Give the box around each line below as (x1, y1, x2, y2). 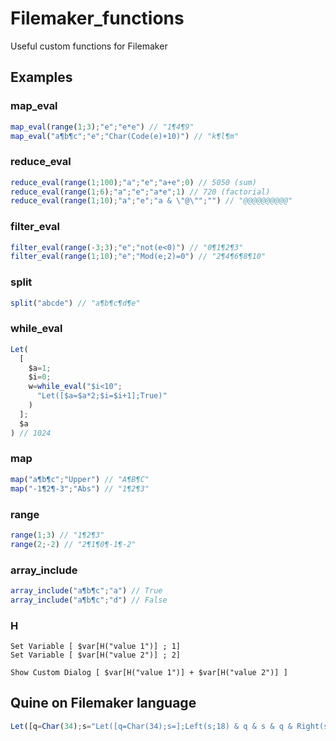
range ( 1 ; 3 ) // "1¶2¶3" (10, 530, 105, 540)
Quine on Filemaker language (10, 695, 197, 712)
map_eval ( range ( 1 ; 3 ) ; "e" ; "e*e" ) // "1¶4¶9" (10, 122, 195, 132)
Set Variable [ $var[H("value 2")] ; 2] (10, 650, 182, 660)
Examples (10, 69, 73, 86)
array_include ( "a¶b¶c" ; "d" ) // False (10, 595, 168, 605)
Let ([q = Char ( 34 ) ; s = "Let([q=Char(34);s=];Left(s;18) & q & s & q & (10, 721, 293, 731)
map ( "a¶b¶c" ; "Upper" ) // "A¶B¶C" (10, 474, 150, 484)
